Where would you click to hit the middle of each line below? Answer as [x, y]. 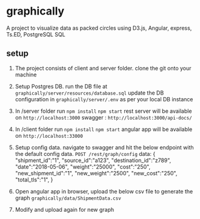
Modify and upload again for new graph [64, 209]
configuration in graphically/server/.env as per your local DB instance [104, 99]
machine [26, 75]
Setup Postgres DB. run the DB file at [61, 86]
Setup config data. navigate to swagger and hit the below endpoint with [104, 147]
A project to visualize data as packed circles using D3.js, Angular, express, [99, 28]
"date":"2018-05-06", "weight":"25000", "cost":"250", [82, 167]
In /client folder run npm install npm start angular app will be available [104, 129]
